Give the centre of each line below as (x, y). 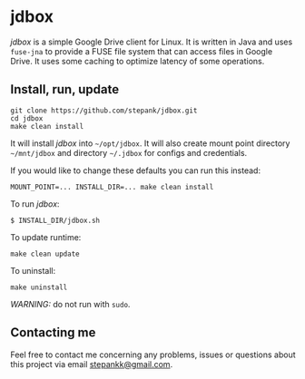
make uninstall (39, 287)
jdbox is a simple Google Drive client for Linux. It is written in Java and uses (152, 42)
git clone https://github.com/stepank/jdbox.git (104, 111)
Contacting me (53, 333)
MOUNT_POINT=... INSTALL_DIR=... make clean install (112, 187)
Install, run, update (65, 89)
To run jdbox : (35, 204)
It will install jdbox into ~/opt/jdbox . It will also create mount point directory (150, 143)
